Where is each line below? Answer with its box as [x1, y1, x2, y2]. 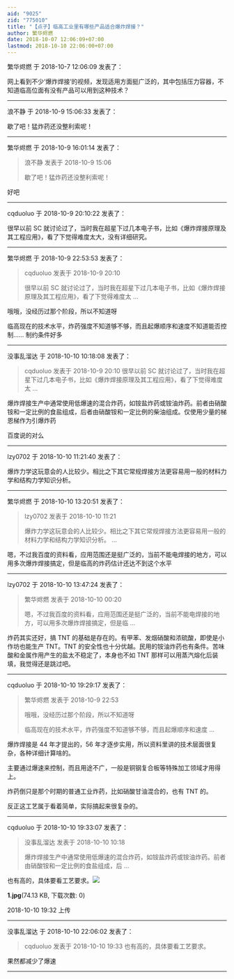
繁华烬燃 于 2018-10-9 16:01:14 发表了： [7, 143, 122, 152]
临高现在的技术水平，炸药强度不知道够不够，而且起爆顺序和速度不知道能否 [7, 322, 221, 330]
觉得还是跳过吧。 [25, 659, 75, 668]
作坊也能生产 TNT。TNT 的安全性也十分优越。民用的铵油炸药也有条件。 [7, 642, 213, 650]
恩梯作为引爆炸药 [7, 416, 56, 425]
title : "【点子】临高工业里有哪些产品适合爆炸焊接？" [7, 23, 145, 30]
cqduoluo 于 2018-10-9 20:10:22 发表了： [7, 210, 127, 217]
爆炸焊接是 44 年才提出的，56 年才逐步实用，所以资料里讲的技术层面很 [7, 740, 211, 749]
